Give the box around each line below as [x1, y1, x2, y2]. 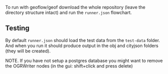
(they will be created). [5, 47, 51, 54]
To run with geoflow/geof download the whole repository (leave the [5, 4, 145, 10]
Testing [5, 24, 30, 32]
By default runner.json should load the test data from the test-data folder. [5, 37, 160, 43]
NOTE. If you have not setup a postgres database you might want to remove [5, 57, 163, 63]
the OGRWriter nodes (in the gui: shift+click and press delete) [5, 62, 133, 69]
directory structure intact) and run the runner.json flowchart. [5, 9, 132, 15]
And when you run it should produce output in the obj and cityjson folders [5, 42, 159, 48]
